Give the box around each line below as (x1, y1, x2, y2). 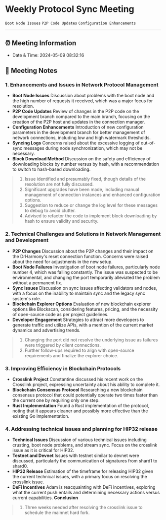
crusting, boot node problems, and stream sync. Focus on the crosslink (12, 442, 158, 448)
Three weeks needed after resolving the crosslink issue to (24, 505, 143, 511)
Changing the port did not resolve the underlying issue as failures (24, 336, 158, 343)
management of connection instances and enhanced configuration (24, 192, 161, 198)
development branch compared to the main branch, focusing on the (12, 114, 151, 120)
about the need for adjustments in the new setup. (12, 259, 113, 264)
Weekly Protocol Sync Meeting (5, 3, 134, 15)
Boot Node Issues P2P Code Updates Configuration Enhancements (5, 21, 136, 26)
